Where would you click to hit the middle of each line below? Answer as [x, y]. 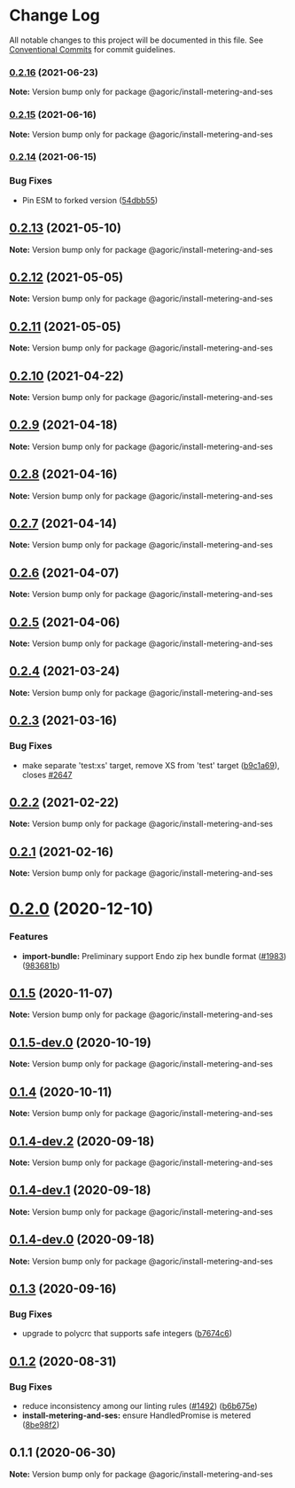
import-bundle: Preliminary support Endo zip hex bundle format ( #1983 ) [154, 956]
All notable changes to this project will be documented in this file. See [136, 40]
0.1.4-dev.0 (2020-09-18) [82, 1240]
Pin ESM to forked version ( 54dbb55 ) [90, 200]
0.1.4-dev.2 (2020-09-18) [82, 1141]
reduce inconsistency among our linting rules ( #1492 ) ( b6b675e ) [140, 1405]
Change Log [54, 16]
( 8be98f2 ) [41, 1424]
